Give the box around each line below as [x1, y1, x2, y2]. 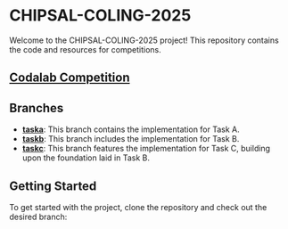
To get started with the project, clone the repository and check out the [9, 201, 267, 212]
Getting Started [9, 178, 97, 193]
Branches [9, 100, 64, 116]
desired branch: [9, 211, 68, 222]
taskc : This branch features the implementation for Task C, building [21, 143, 270, 154]
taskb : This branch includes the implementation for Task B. [21, 134, 240, 144]
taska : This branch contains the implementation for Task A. [21, 124, 241, 135]
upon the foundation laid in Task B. [21, 152, 150, 163]
